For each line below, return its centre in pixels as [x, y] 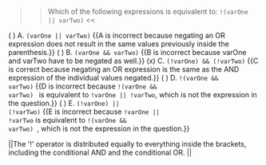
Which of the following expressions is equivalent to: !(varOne [148, 12]
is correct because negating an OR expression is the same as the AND [124, 69]
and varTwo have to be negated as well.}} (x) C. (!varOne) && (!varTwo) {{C [133, 61]
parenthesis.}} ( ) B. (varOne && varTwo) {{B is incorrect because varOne [127, 52]
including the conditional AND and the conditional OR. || [100, 152]
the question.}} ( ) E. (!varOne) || [64, 103]
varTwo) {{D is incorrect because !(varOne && [83, 86]
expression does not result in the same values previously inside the [119, 44]
